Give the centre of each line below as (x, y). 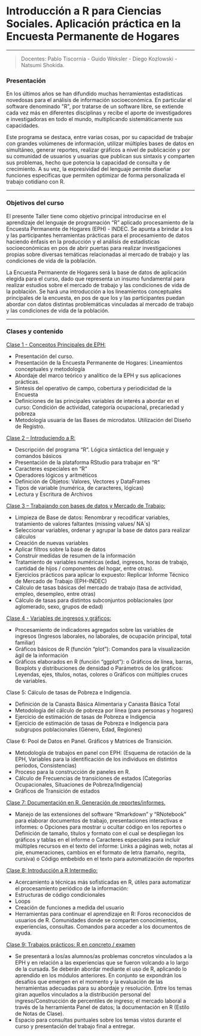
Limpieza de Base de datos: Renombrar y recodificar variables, (92, 517)
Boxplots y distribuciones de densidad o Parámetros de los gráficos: (99, 668)
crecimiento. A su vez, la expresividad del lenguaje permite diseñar (89, 169)
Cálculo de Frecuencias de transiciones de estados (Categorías (93, 778)
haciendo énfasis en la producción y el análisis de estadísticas (83, 242)
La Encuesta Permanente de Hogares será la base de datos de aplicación (97, 272)
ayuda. (23, 933)
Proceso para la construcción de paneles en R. (72, 772)
